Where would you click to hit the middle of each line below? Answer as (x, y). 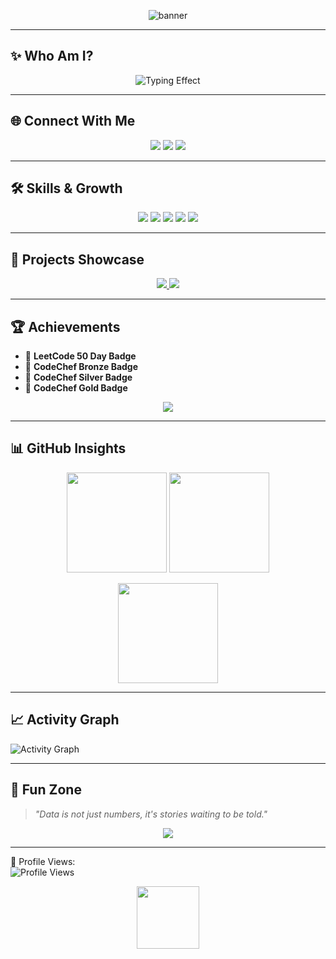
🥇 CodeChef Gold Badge (76, 388)
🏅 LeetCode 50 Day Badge (80, 356)
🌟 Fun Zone (46, 790)
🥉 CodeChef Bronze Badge (81, 367)
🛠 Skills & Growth (66, 188)
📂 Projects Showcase (77, 259)
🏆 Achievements (65, 326)
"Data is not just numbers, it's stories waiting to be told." (151, 814)
